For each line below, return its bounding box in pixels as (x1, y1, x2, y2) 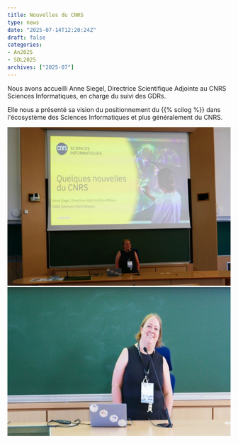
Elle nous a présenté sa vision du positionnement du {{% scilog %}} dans (7, 105, 221, 113)
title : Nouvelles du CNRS (7, 11, 84, 18)
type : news (7, 18, 40, 26)
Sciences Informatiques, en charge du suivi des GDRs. (7, 91, 166, 100)
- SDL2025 (7, 57, 37, 64)
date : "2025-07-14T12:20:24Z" (7, 26, 97, 33)
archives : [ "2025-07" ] (7, 64, 74, 71)
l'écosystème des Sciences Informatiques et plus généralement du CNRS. (7, 113, 223, 121)
